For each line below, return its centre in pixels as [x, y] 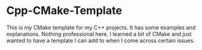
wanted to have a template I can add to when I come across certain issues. [101, 40]
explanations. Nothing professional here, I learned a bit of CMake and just [99, 34]
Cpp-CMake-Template [64, 11]
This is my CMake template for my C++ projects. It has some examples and [101, 27]
